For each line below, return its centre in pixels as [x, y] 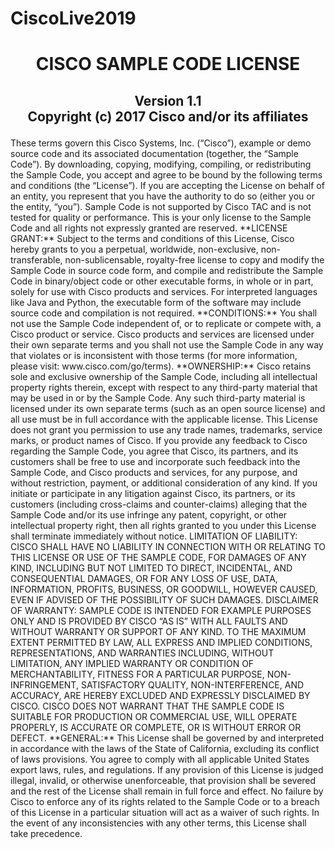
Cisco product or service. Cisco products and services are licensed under [162, 334]
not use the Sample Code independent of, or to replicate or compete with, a [166, 323]
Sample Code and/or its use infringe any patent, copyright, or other [149, 514]
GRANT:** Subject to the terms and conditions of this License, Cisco [152, 238]
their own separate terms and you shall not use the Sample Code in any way [167, 344]
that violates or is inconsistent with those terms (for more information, [154, 355]
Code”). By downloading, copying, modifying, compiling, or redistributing [161, 164]
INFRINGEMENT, [44, 684]
